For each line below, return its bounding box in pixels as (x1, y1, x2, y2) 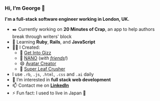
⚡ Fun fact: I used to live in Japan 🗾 (12, 90, 86, 96)
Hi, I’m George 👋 (5, 5, 45, 12)
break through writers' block (12, 33, 72, 40)
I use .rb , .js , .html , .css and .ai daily (12, 71, 94, 78)
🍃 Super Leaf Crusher (19, 66, 66, 72)
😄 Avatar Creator (19, 60, 56, 66)
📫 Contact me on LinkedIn (12, 82, 69, 88)
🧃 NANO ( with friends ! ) (19, 55, 68, 61)
